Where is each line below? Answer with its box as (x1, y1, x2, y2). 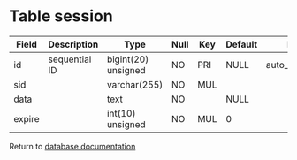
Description (48, 38, 99, 50)
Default (225, 38, 258, 50)
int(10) (106, 107, 136, 119)
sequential (48, 53, 92, 65)
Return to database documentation (9, 141, 136, 151)
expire (13, 112, 40, 125)
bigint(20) (106, 53, 149, 65)
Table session (9, 6, 113, 27)
